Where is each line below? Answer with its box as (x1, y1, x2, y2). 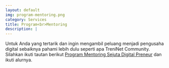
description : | (5, 27, 38, 32)
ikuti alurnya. (5, 57, 33, 63)
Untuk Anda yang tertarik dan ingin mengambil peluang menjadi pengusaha (5, 40, 164, 47)
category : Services (5, 17, 47, 22)
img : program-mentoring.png (5, 12, 65, 17)
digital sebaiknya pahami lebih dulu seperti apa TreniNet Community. (5, 46, 150, 52)
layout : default (5, 7, 40, 13)
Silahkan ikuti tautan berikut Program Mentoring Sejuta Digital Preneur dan (5, 52, 162, 58)
